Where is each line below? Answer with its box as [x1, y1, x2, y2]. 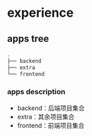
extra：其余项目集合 [17, 112, 75, 121]
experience [7, 5, 74, 21]
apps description [7, 87, 66, 97]
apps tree [7, 33, 50, 45]
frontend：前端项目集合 [17, 121, 85, 130]
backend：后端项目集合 [17, 103, 85, 112]
